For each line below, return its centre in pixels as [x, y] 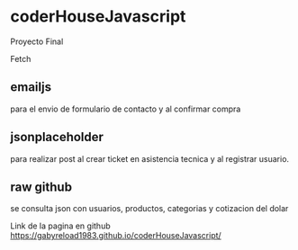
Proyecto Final [37, 41]
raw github [41, 187]
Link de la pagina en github [60, 226]
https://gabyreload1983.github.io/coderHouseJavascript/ [116, 236]
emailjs [31, 87]
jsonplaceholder [57, 137]
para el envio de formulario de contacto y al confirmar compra [126, 109]
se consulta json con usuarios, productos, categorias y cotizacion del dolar [149, 209]
